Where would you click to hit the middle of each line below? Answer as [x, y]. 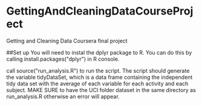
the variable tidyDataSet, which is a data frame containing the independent [99, 77]
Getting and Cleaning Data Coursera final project [67, 41]
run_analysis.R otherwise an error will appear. [63, 96]
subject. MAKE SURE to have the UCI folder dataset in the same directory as [101, 90]
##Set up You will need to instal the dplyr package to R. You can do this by [99, 52]
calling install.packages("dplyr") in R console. [63, 59]
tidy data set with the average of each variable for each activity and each [97, 84]
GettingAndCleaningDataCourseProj [100, 11]
